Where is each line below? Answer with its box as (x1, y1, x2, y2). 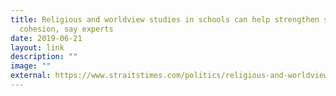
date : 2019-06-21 (10, 33, 83, 43)
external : (10, 71, 52, 81)
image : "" (10, 61, 52, 71)
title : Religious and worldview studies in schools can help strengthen (10, 14, 320, 25)
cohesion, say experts (19, 24, 114, 34)
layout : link (10, 42, 65, 53)
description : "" (10, 52, 78, 62)
